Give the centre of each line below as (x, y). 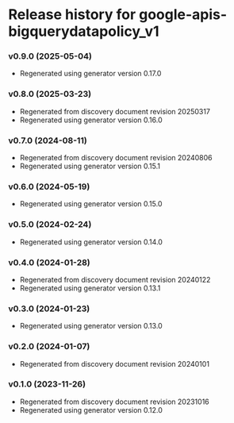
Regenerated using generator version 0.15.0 (91, 204)
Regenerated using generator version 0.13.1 (90, 288)
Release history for (72, 15)
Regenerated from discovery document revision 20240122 (115, 279)
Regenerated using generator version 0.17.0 (90, 74)
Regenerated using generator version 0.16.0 (91, 120)
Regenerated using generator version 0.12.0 (91, 410)
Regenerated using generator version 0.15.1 (90, 166)
